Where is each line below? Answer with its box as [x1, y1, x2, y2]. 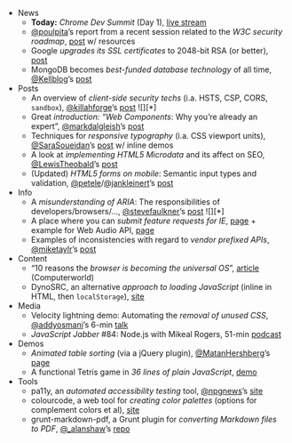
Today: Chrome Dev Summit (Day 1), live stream [30, 17, 207, 28]
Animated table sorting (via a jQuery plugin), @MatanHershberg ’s [30, 348, 271, 358]
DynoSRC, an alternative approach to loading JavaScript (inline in [30, 282, 272, 292]
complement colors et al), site [30, 405, 140, 415]
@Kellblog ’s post [30, 74, 92, 84]
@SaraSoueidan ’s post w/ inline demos [30, 140, 174, 150]
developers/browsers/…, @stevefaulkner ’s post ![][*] [30, 206, 225, 216]
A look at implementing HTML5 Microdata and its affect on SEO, [30, 149, 265, 159]
